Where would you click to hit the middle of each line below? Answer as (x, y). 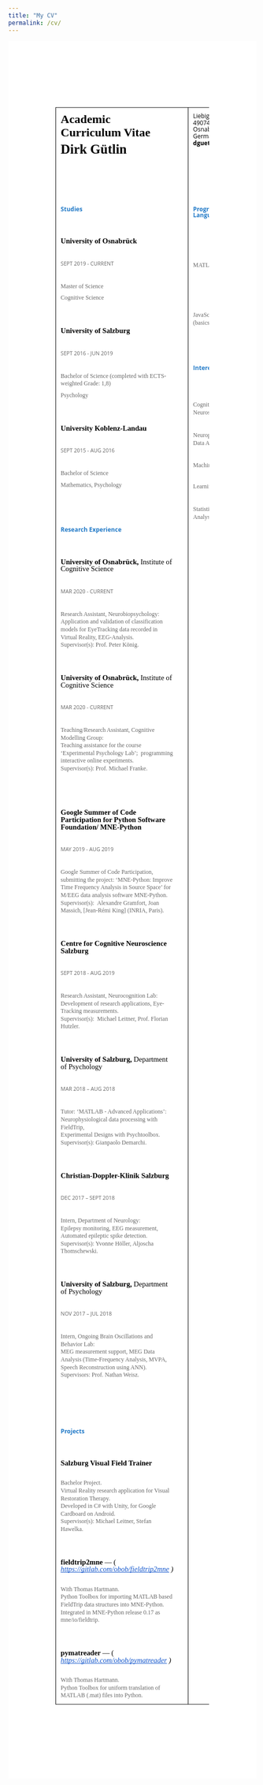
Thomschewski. (79, 1251)
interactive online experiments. (97, 761)
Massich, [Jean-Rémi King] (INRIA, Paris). (112, 911)
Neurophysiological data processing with (109, 1119)
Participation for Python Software (113, 820)
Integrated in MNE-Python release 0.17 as (110, 1612)
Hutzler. (70, 1026)
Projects (72, 1431)
